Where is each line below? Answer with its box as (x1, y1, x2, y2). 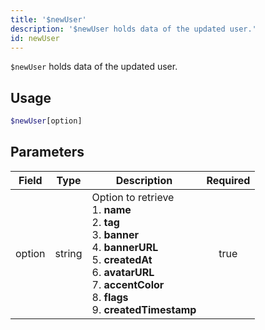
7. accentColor (91, 277, 165, 291)
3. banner (91, 227, 140, 241)
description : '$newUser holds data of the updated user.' (10, 24, 257, 34)
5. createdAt (91, 252, 153, 266)
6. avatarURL (91, 265, 155, 279)
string (54, 246, 83, 260)
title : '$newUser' (10, 14, 87, 25)
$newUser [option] (10, 116, 83, 126)
